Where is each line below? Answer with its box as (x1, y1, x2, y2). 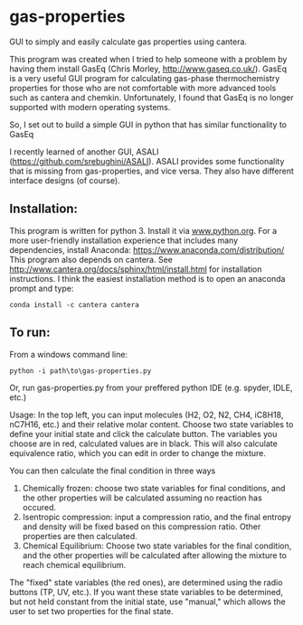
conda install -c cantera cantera (9, 300, 140, 309)
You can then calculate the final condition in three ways (9, 465, 216, 476)
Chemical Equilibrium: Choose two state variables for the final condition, (22, 540, 292, 551)
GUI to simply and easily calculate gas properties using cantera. (9, 36, 247, 47)
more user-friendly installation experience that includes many (9, 235, 239, 246)
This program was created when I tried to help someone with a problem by (9, 53, 288, 64)
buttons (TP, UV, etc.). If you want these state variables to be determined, (9, 586, 283, 597)
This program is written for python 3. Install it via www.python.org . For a (9, 225, 278, 236)
